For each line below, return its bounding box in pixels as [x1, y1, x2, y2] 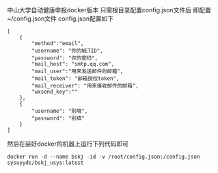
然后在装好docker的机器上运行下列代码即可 [7, 139, 128, 148]
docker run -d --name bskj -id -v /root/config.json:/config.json [7, 153, 200, 160]
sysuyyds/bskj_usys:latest [7, 159, 84, 166]
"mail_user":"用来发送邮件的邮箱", [31, 68, 124, 75]
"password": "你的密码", [31, 55, 98, 62]
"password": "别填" [31, 115, 85, 122]
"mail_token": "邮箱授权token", [31, 75, 120, 82]
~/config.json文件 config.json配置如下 [7, 14, 114, 23]
